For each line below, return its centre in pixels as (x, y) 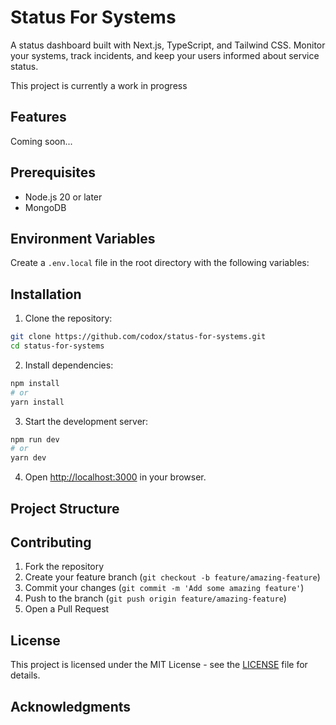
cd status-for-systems (57, 346)
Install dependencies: (69, 365)
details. (25, 675)
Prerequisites (53, 172)
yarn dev (28, 458)
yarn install (37, 402)
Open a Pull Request (67, 609)
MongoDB (45, 207)
